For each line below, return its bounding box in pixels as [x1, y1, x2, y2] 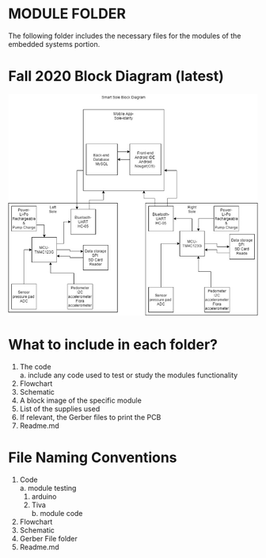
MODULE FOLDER [8, 5, 127, 23]
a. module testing [19, 483, 77, 493]
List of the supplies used [19, 404, 101, 414]
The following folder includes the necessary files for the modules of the [8, 31, 241, 40]
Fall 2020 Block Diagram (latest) [8, 67, 224, 86]
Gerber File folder [19, 534, 78, 544]
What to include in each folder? [8, 336, 218, 354]
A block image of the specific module [19, 396, 142, 405]
